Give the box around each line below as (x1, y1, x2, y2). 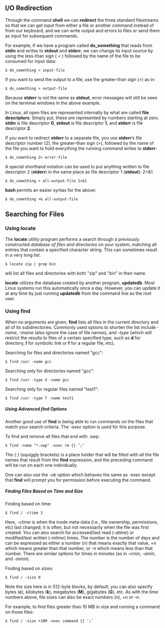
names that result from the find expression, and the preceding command (5, 457, 153, 463)
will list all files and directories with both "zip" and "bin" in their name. (5, 270, 147, 276)
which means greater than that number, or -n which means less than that (5, 545, 153, 551)
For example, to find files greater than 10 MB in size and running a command (5, 603, 160, 610)
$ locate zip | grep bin (5, 262, 56, 267)
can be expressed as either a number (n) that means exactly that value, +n (5, 540, 157, 546)
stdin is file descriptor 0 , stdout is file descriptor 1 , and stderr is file (5, 120, 143, 126)
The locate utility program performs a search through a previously (5, 236, 139, 242)
